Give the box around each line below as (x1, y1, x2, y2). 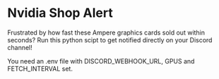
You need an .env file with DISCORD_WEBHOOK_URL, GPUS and (7, 56, 195, 65)
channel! (7, 43, 33, 51)
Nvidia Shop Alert (7, 5, 113, 21)
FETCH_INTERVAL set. (7, 64, 73, 73)
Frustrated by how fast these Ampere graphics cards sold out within (7, 28, 206, 37)
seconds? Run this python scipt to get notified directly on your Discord (7, 35, 213, 44)
